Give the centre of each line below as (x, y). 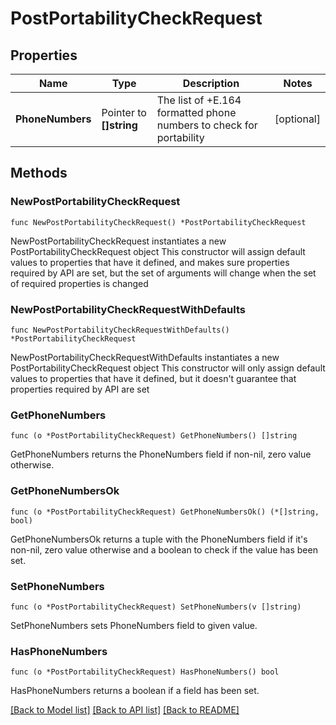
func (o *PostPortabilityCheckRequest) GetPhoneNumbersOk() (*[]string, (165, 512)
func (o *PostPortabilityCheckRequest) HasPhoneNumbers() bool (145, 672)
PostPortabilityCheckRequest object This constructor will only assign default (168, 368)
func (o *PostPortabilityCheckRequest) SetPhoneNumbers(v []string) (156, 607)
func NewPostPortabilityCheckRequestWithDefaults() (120, 330)
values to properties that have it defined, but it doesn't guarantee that (153, 378)
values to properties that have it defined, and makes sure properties (150, 262)
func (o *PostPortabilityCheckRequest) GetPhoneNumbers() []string (154, 436)
